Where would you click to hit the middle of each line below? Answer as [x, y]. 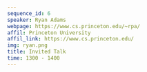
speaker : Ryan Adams [37, 20]
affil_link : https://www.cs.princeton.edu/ [71, 39]
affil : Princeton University [49, 33]
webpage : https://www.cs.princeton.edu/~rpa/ [73, 26]
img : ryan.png [28, 45]
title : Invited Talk [37, 52]
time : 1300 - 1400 [33, 58]
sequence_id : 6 [29, 13]
